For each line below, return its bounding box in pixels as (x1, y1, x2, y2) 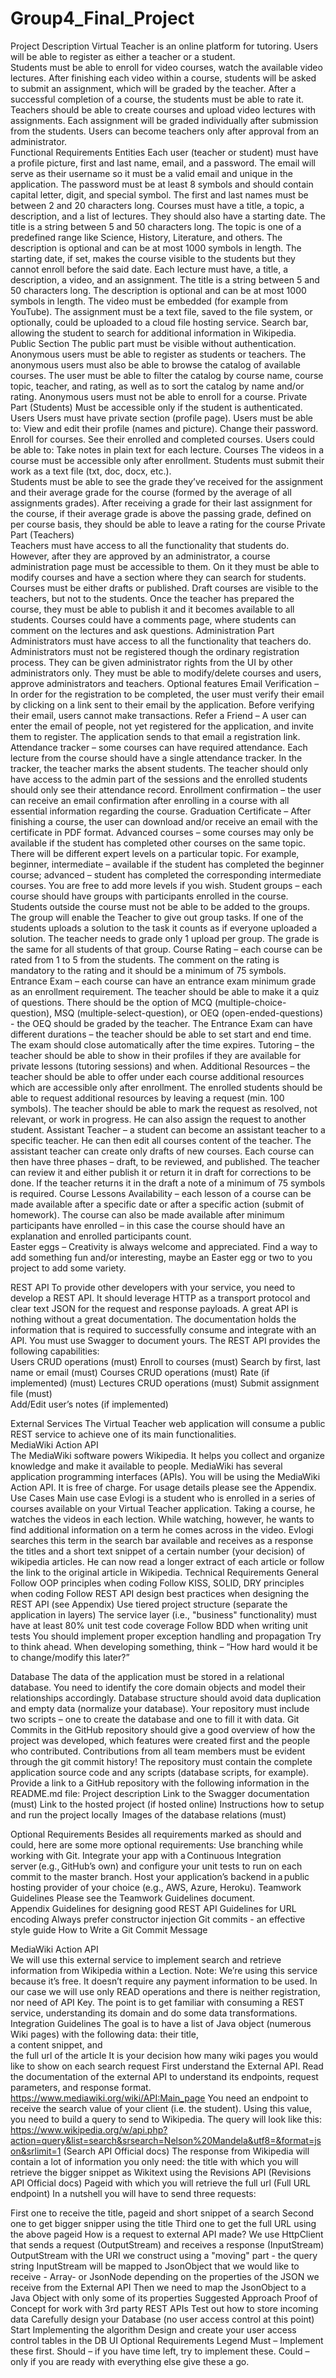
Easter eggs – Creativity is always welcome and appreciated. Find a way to (10, 1240, 318, 1252)
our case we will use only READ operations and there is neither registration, (10, 1985, 321, 1997)
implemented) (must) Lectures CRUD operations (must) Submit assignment (10, 1377, 320, 1389)
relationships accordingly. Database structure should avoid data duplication (10, 1692, 322, 1704)
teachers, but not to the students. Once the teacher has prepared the (10, 592, 295, 604)
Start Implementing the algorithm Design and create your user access (10, 2323, 297, 2336)
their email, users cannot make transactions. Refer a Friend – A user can (10, 709, 307, 721)
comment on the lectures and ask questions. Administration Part (10, 624, 275, 636)
